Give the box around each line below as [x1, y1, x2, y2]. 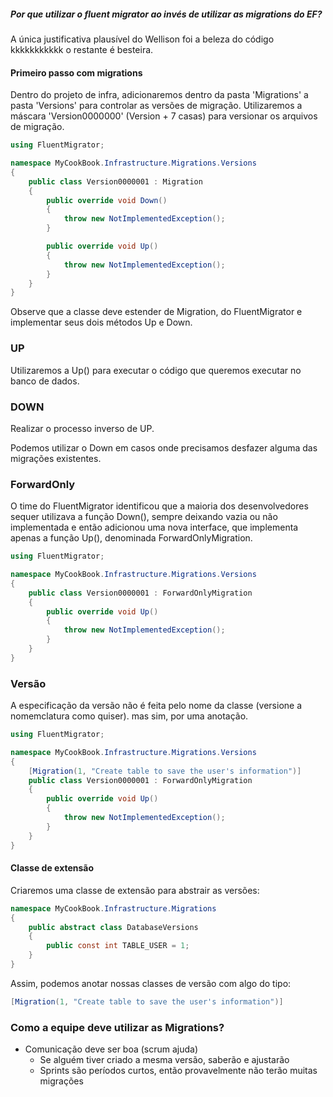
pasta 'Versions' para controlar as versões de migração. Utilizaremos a [10, 100, 303, 112]
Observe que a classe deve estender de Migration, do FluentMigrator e [10, 306, 303, 318]
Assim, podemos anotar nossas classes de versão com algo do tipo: [10, 977, 292, 989]
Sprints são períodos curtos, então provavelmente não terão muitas [39, 1065, 318, 1077]
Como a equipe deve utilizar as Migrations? [10, 1020, 225, 1034]
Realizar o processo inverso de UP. [10, 422, 155, 434]
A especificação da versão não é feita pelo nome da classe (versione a [10, 700, 303, 712]
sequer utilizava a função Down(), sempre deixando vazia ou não [10, 511, 278, 523]
